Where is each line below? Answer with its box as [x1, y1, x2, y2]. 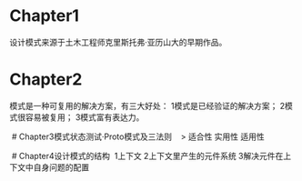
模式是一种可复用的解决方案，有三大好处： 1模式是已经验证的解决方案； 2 [9, 100, 286, 111]
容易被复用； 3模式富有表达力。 [25, 111, 145, 123]
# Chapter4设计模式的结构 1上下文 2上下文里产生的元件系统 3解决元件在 [11, 150, 284, 161]
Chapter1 [9, 5, 80, 26]
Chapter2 [9, 69, 83, 90]
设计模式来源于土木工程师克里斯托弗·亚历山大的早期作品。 [9, 36, 227, 47]
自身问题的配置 [33, 161, 89, 173]
